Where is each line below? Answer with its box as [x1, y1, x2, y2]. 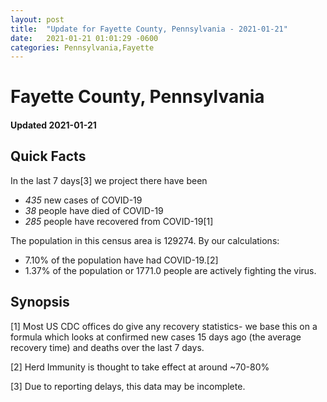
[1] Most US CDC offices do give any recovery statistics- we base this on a [10, 320, 318, 332]
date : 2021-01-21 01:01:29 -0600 [10, 33, 159, 43]
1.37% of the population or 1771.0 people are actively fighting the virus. [24, 264, 317, 276]
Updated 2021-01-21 [10, 119, 97, 131]
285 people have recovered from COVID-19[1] [24, 215, 214, 227]
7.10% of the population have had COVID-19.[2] [24, 254, 219, 266]
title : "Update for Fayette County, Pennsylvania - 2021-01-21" [10, 24, 288, 34]
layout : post [10, 14, 65, 25]
